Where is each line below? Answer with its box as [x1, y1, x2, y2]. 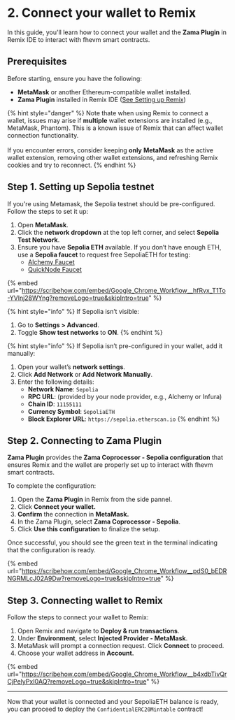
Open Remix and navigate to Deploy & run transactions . [17, 627, 180, 635]
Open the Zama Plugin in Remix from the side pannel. [17, 495, 173, 504]
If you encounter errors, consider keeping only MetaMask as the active [7, 145, 213, 154]
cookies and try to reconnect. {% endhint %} [7, 161, 136, 169]
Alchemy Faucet [27, 257, 75, 266]
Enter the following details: [17, 377, 94, 386]
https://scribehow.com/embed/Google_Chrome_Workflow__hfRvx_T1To [21, 286, 226, 294]
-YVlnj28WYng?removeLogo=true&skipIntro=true [7, 294, 149, 302]
